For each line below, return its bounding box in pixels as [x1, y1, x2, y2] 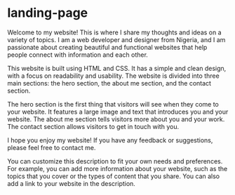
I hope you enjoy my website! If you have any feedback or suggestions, [7, 135, 213, 144]
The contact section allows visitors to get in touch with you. [7, 122, 180, 130]
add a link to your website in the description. [7, 179, 135, 187]
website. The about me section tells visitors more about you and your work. [7, 114, 225, 123]
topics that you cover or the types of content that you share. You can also [7, 172, 220, 180]
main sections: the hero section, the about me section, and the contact [7, 79, 212, 87]
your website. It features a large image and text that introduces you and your [7, 107, 229, 116]
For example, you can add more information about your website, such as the [7, 164, 228, 173]
